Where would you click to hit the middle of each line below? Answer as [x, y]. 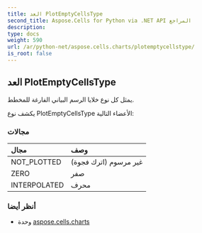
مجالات [18, 131]
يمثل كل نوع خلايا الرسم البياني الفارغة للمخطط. [71, 99]
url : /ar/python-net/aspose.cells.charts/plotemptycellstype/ [101, 47]
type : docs [23, 34]
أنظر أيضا [22, 206]
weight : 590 [25, 40]
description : [27, 27]
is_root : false [30, 54]
